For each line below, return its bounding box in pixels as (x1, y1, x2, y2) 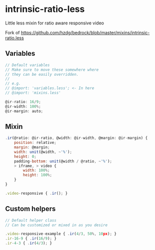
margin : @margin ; (14, 145, 50, 150)
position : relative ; (14, 140, 57, 145)
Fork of (5, 29, 20, 35)
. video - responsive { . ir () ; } (5, 191, 68, 196)
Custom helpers (5, 205, 56, 213)
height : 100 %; (23, 173, 52, 178)
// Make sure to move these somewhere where (5, 67, 99, 72)
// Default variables (5, 62, 50, 68)
